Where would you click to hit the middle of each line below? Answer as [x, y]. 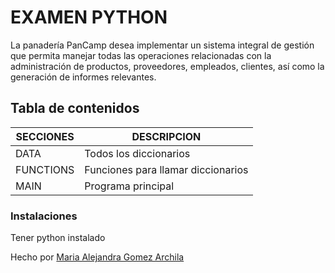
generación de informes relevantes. [83, 77]
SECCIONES [45, 136]
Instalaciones [44, 216]
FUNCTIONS [45, 169]
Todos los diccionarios [137, 153]
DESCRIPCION [166, 136]
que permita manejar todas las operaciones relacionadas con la [141, 55]
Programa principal [129, 186]
